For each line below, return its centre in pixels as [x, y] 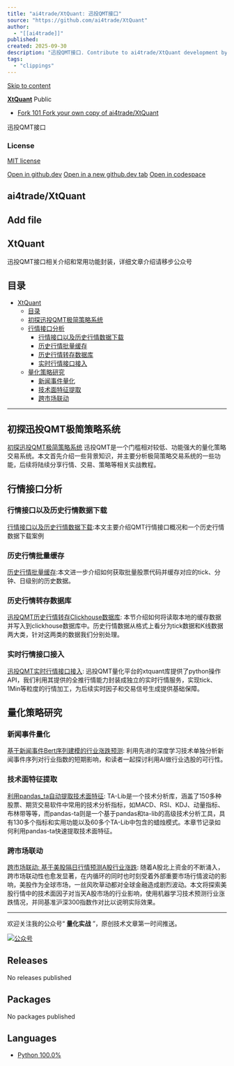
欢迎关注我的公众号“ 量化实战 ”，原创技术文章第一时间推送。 [94, 923]
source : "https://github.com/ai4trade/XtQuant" [78, 20]
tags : [15, 59]
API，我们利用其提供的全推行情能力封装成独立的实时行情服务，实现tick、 [112, 680]
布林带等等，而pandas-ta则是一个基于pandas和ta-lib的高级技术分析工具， [113, 813]
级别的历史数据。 [50, 581]
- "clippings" [34, 66]
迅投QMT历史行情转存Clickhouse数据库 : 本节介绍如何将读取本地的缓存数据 [114, 617]
